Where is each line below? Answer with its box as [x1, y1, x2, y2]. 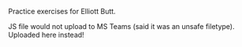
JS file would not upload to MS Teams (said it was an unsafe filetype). [8, 22, 235, 31]
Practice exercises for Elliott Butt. [8, 7, 116, 16]
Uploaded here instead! [8, 31, 84, 39]
